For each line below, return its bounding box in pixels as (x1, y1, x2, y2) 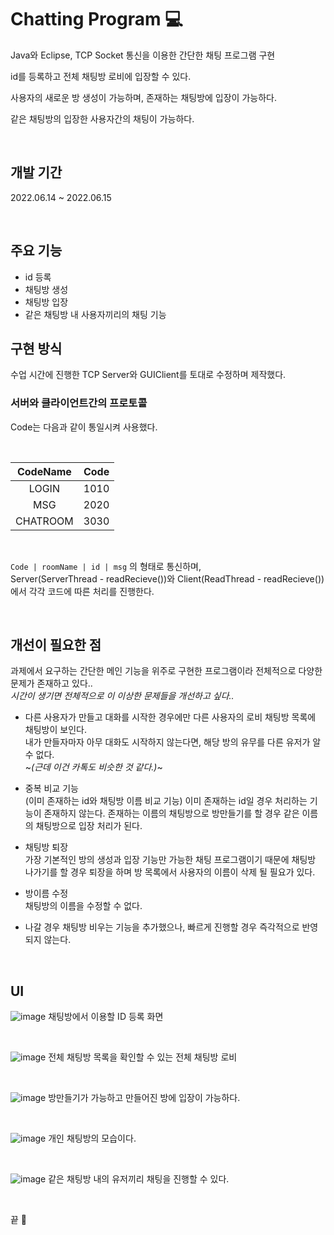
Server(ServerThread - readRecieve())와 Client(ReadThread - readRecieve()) (10, 572, 325, 585)
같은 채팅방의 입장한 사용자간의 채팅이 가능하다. (10, 112, 195, 125)
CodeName (16, 464, 72, 478)
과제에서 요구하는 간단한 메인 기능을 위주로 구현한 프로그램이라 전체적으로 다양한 (10, 665, 323, 677)
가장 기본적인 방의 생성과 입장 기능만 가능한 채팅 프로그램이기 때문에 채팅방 (24, 854, 317, 866)
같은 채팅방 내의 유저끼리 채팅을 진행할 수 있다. (48, 1173, 230, 1185)
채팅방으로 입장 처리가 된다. (35, 820, 143, 832)
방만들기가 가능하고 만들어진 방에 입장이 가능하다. (48, 1092, 241, 1104)
